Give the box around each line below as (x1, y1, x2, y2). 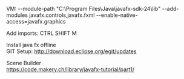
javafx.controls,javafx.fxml (29, 11, 95, 19)
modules (6, 11, 28, 19)
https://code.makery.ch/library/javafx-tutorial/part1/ (6, 66, 135, 73)
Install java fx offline (6, 42, 56, 48)
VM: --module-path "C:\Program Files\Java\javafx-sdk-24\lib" (6, 5, 161, 12)
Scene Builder (6, 60, 41, 66)
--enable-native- (96, 11, 138, 19)
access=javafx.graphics (6, 18, 66, 25)
